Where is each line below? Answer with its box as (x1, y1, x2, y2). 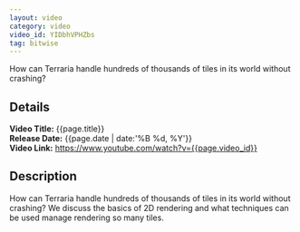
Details (9, 99, 50, 114)
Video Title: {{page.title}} (9, 123, 105, 134)
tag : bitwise (9, 38, 59, 48)
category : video (9, 22, 71, 31)
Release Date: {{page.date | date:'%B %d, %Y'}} (9, 133, 193, 144)
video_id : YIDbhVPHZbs (9, 30, 95, 39)
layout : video (9, 13, 63, 23)
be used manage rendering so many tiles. (9, 212, 165, 223)
